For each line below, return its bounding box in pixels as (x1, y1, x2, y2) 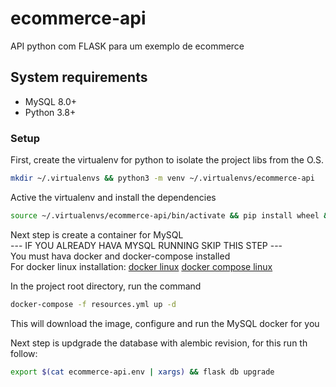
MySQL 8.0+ (24, 95, 78, 107)
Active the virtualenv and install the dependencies (10, 191, 217, 203)
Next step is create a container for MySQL (10, 228, 184, 241)
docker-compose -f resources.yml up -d (10, 299, 177, 309)
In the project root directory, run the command (10, 280, 202, 292)
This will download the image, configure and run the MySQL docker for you (10, 317, 320, 329)
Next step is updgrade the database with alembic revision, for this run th (10, 337, 308, 349)
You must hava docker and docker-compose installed (10, 250, 231, 262)
